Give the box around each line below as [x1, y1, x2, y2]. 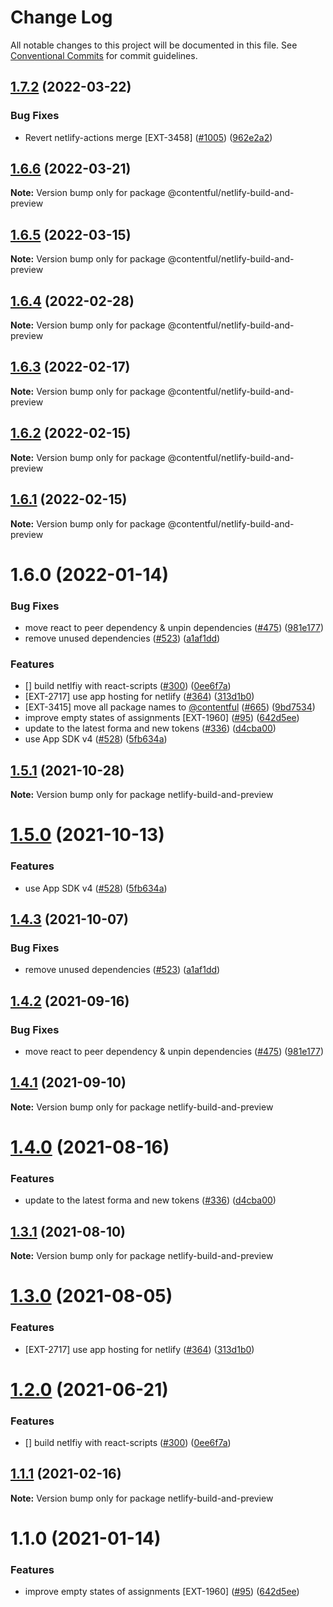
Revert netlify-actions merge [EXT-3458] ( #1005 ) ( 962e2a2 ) [24, 131, 273, 143]
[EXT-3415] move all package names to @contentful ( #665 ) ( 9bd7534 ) [24, 701, 316, 713]
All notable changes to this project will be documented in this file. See [10, 39, 298, 51]
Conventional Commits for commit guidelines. [10, 49, 198, 61]
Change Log [10, 6, 113, 29]
